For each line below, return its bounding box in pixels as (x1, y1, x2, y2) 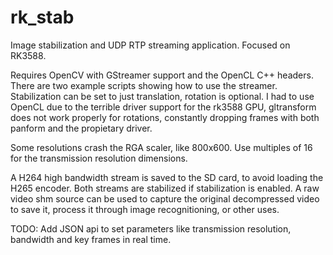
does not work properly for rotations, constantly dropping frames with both (10, 111, 320, 123)
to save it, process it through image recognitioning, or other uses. (10, 203, 280, 215)
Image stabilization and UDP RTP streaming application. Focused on (10, 39, 291, 51)
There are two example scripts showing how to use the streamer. (10, 79, 278, 91)
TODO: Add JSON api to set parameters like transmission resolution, (10, 222, 292, 235)
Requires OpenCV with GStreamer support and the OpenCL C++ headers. (10, 69, 314, 81)
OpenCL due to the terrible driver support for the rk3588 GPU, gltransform (10, 101, 317, 113)
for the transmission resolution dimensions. (10, 152, 188, 164)
